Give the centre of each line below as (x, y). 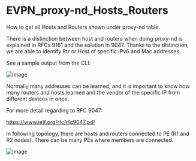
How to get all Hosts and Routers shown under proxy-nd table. (83, 27)
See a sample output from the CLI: (49, 63)
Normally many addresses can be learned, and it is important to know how (98, 86)
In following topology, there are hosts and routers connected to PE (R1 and (98, 133)
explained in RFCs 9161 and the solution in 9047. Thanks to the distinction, (98, 45)
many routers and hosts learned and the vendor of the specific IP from (93, 92)
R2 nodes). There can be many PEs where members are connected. (90, 140)
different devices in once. (38, 99)
